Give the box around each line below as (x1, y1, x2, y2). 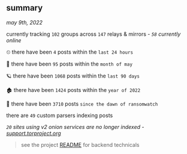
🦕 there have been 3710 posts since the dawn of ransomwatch (6, 100, 158, 107)
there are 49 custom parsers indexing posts (6, 112, 113, 119)
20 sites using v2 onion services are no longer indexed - (6, 123, 144, 130)
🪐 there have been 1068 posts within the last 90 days (6, 72, 140, 79)
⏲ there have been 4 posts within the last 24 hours (6, 48, 134, 56)
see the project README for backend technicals (20, 141, 140, 148)
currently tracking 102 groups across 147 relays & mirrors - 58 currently (6, 30, 181, 38)
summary (6, 3, 43, 13)
